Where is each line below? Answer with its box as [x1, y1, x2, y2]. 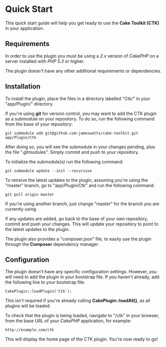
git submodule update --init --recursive [5, 168, 92, 173]
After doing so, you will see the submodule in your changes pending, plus [5, 143, 155, 150]
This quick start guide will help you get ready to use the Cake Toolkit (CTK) [5, 20, 160, 26]
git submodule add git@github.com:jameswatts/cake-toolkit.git [5, 130, 139, 135]
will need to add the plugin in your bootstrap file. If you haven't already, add [5, 274, 160, 280]
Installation [5, 82, 41, 91]
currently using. [5, 206, 38, 212]
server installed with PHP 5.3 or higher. [5, 58, 85, 64]
